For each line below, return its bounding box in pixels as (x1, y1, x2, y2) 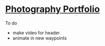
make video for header (12, 29, 60, 35)
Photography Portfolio (5, 3, 100, 15)
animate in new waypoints (12, 35, 67, 41)
